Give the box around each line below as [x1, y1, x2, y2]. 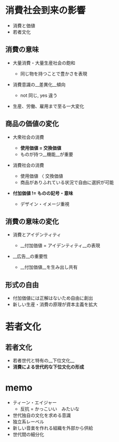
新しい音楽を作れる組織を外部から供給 [12, 425, 93, 431]
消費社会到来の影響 [5, 5, 86, 16]
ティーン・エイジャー [12, 400, 57, 406]
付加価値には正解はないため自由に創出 [12, 295, 93, 301]
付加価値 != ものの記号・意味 [12, 190, 73, 196]
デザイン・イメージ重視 [20, 201, 70, 207]
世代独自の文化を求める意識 [12, 412, 71, 419]
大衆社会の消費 [12, 134, 44, 140]
